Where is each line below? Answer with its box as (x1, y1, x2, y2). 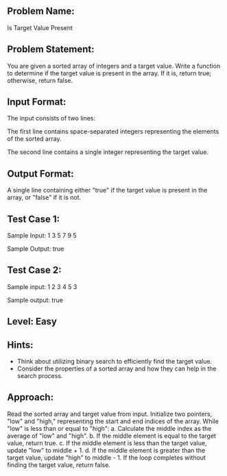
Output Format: (7, 168, 74, 179)
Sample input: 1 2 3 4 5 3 (7, 282, 77, 290)
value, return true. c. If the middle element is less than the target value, (7, 438, 207, 447)
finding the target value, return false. (7, 460, 111, 468)
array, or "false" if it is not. (7, 193, 82, 201)
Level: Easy (7, 316, 57, 327)
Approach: (7, 392, 53, 403)
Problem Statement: (7, 44, 95, 55)
